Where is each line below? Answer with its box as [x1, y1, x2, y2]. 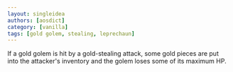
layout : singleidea [7, 10, 65, 18]
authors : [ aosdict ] [7, 17, 65, 24]
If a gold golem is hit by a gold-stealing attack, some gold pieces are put [7, 49, 219, 58]
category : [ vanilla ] [7, 23, 69, 30]
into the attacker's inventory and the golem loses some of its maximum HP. [7, 57, 227, 66]
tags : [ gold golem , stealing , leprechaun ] [7, 30, 135, 37]
